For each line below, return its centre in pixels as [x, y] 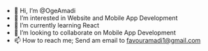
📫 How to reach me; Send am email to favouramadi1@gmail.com [107, 40]
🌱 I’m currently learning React [57, 25]
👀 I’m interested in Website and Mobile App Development [96, 18]
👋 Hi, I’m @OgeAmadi [45, 11]
